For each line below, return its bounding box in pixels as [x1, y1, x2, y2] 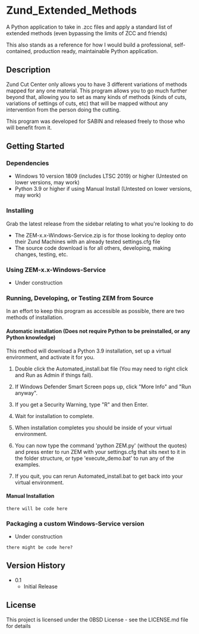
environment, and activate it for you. [6, 353, 95, 361]
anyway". [14, 389, 37, 397]
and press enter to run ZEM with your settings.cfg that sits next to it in [14, 448, 186, 455]
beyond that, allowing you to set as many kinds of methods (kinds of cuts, [6, 93, 187, 100]
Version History [6, 561, 65, 571]
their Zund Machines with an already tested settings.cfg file [14, 238, 160, 245]
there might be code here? [6, 545, 73, 551]
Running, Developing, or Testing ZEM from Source [6, 293, 154, 302]
